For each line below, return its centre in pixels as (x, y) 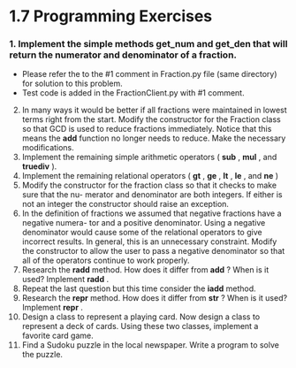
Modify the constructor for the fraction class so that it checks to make (149, 185)
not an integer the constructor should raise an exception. (125, 204)
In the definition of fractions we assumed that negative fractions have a (152, 213)
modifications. (48, 148)
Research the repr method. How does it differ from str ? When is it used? (155, 298)
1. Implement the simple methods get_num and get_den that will (148, 44)
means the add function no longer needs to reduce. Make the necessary (154, 138)
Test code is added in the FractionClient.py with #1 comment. (133, 93)
